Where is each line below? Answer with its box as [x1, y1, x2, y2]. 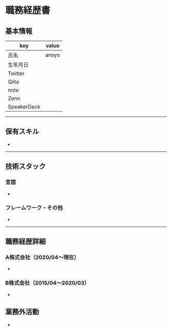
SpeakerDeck [8, 103, 41, 110]
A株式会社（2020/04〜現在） [5, 254, 79, 261]
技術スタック [5, 162, 46, 171]
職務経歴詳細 [5, 237, 46, 246]
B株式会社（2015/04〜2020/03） [5, 279, 90, 286]
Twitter [8, 70, 25, 77]
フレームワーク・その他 [5, 204, 63, 211]
